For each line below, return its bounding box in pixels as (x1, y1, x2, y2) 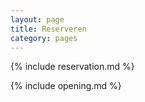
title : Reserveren (10, 24, 87, 34)
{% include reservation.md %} (10, 61, 135, 73)
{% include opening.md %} (10, 80, 122, 92)
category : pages (10, 33, 78, 43)
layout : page (10, 14, 65, 25)
